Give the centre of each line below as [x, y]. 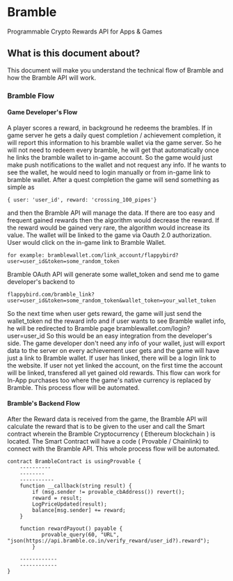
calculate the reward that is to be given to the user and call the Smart [106, 427]
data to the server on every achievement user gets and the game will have [113, 350]
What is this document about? [74, 53]
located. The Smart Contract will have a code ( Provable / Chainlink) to [108, 442]
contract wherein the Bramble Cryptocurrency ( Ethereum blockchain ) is [111, 434]
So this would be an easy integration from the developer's [129, 335]
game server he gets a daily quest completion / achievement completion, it [114, 135]
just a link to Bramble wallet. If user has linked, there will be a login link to [112, 358]
